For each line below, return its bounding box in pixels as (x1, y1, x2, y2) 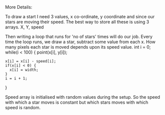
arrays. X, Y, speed (5, 24, 44, 30)
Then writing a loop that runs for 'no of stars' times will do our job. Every (5, 34, 153, 39)
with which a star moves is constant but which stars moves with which (5, 99, 149, 105)
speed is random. (5, 105, 41, 110)
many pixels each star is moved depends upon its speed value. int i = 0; (5, 44, 151, 50)
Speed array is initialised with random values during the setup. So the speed (5, 94, 161, 100)
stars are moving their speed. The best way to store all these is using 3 (5, 19, 149, 25)
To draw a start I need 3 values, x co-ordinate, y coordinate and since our (5, 14, 155, 19)
